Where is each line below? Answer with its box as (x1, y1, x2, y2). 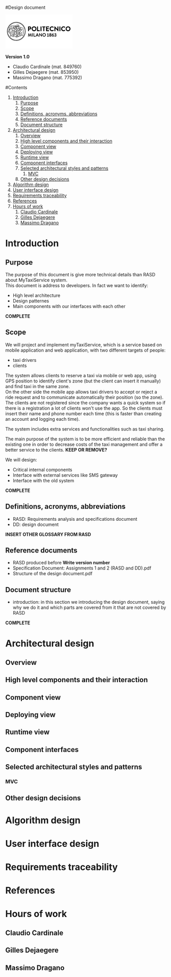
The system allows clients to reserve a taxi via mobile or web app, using (5, 372, 157, 378)
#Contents (5, 85, 28, 90)
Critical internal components (12, 466, 72, 473)
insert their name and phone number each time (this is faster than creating (5, 410, 162, 417)
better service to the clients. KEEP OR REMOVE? (5, 446, 107, 453)
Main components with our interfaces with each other (12, 303, 126, 309)
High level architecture (12, 292, 60, 298)
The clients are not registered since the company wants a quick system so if (5, 399, 166, 405)
